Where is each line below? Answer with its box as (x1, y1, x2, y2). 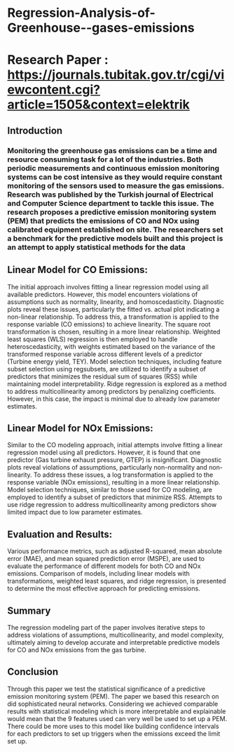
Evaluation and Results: (7, 528, 113, 540)
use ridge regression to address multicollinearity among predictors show (7, 501, 217, 509)
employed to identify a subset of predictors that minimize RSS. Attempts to (7, 493, 223, 501)
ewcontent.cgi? (7, 82, 100, 98)
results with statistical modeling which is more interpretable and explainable (7, 707, 226, 715)
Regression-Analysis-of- (7, 5, 156, 21)
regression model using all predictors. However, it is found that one (7, 448, 201, 457)
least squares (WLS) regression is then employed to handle (7, 335, 178, 343)
